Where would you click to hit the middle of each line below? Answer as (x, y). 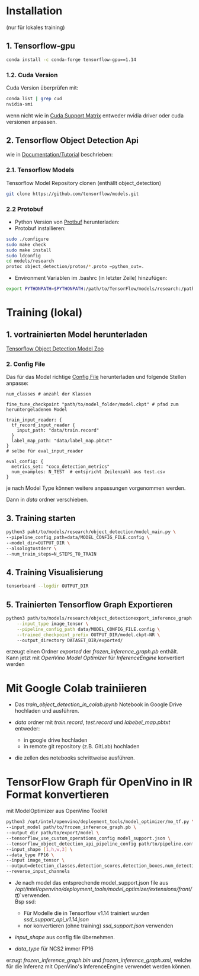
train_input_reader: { (34, 420)
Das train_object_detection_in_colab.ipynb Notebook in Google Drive (98, 704)
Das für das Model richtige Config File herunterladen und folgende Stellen (96, 377)
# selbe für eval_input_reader (45, 451)
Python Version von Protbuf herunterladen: (67, 222)
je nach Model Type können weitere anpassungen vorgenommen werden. (96, 488)
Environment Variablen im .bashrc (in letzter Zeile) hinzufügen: (91, 278)
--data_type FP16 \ (30, 855)
